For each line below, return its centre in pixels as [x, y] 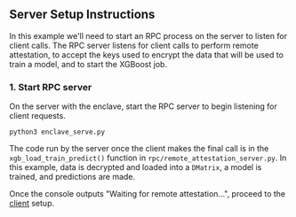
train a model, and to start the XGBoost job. [88, 64]
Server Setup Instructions [82, 15]
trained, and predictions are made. [72, 177]
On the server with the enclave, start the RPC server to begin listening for [144, 106]
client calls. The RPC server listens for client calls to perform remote [134, 45]
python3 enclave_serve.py [57, 132]
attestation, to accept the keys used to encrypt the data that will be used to [147, 54]
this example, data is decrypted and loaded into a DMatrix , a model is [136, 167]
